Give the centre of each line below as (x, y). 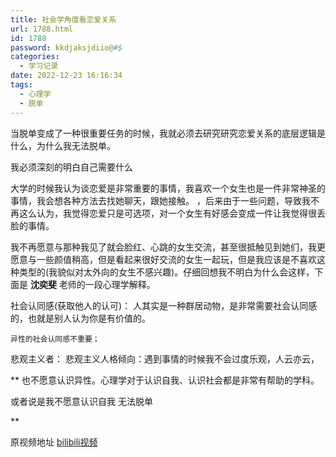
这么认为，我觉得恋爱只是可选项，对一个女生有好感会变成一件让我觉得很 (167, 213)
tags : (21, 85)
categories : (35, 57)
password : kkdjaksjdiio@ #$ (66, 47)
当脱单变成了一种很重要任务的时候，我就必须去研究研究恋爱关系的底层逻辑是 (168, 133)
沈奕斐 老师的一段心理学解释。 (92, 284)
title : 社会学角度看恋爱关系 (63, 19)
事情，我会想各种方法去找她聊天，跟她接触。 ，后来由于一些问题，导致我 (160, 200)
